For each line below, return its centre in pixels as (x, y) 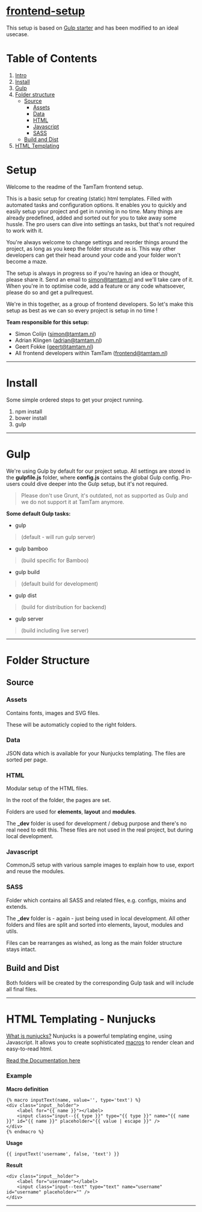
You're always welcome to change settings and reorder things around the (97, 242)
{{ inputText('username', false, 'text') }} (63, 1154)
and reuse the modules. (35, 871)
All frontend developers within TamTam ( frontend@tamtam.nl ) (91, 353)
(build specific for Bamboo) (55, 560)
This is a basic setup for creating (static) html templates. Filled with (89, 198)
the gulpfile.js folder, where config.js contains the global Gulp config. (93, 477)
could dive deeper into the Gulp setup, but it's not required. (95, 484)
